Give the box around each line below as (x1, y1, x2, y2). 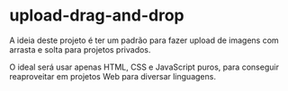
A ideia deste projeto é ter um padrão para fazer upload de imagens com (9, 35, 279, 45)
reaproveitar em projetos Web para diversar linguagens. (9, 70, 216, 81)
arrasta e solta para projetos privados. (9, 44, 151, 54)
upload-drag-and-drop (9, 5, 184, 26)
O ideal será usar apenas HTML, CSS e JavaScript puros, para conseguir (9, 62, 279, 72)
